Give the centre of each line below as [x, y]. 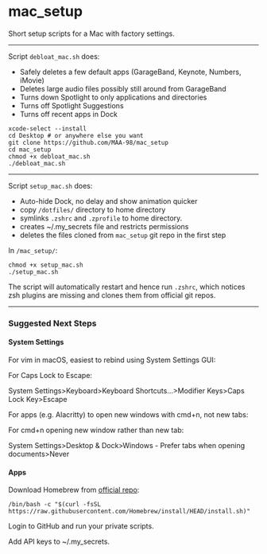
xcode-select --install [48, 129]
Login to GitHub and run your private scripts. [81, 526]
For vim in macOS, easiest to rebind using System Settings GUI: [112, 360]
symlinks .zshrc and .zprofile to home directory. [101, 218]
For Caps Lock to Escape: [50, 376]
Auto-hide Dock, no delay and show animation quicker [108, 201]
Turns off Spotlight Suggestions [72, 105]
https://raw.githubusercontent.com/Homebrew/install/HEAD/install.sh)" [129, 512]
